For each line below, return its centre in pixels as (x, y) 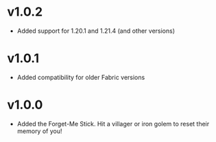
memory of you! (39, 131)
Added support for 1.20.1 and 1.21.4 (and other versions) (96, 31)
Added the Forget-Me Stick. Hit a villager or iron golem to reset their (113, 124)
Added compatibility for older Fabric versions (81, 77)
